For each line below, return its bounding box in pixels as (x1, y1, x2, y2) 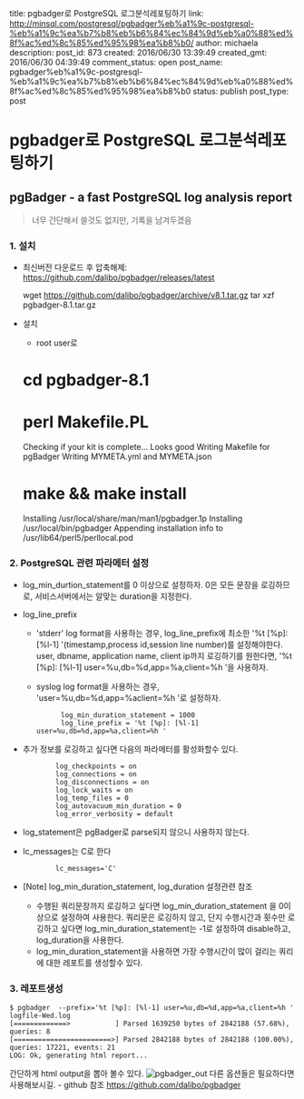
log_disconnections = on (55, 777, 150, 786)
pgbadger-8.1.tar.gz (22, 299, 97, 311)
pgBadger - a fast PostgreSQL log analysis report (9, 189, 293, 205)
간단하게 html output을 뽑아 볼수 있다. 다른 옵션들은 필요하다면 (9, 1067, 295, 1079)
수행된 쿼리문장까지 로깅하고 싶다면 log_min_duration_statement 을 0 (35, 900, 284, 911)
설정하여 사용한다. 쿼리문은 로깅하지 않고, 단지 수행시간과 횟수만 (60, 912, 286, 923)
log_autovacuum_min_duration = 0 (55, 801, 181, 811)
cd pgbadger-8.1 (22, 370, 150, 391)
